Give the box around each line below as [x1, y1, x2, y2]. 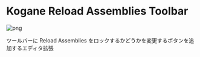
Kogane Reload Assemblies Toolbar [6, 4, 189, 18]
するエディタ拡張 [11, 44, 54, 52]
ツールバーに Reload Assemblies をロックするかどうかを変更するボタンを [6, 36, 189, 44]
